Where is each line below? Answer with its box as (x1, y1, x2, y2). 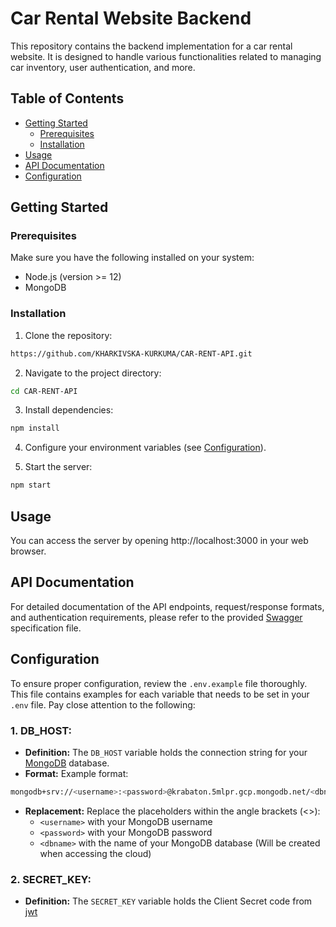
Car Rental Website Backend (10, 7, 252, 30)
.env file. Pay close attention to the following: (10, 698, 196, 711)
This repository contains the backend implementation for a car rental (10, 40, 293, 52)
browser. (10, 545, 47, 557)
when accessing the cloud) (39, 847, 152, 859)
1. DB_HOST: (10, 723, 73, 737)
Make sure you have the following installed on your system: (10, 252, 255, 264)
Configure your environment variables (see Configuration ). (24, 442, 267, 454)
